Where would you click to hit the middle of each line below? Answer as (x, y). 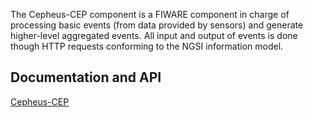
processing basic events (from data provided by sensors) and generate (157, 25)
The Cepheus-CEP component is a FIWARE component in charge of (150, 14)
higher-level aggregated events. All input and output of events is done (154, 35)
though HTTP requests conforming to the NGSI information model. (147, 46)
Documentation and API (86, 77)
